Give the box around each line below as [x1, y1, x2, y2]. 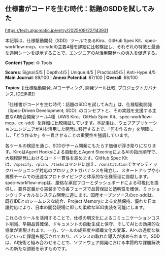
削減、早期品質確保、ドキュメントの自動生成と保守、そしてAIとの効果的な [9, 221, 160, 227]
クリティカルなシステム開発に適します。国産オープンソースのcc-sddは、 [9, 192, 157, 198]
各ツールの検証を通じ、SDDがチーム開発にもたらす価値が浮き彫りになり [5, 143, 152, 148]
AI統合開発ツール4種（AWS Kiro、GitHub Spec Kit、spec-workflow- [13, 113, 153, 119]
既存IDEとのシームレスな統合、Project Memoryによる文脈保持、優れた [5, 198, 148, 204]
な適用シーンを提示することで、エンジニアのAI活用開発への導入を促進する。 [5, 50, 160, 56]
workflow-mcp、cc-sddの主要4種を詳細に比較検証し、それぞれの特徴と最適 [5, 43, 160, 49]
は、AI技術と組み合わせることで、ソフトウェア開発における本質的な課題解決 [5, 239, 160, 245]
